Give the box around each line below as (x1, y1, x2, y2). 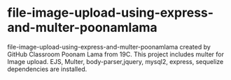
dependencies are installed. (7, 65, 87, 73)
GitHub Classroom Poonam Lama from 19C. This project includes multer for (7, 50, 224, 58)
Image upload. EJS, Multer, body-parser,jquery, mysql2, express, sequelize (7, 57, 224, 65)
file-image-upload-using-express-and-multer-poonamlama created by (7, 42, 211, 51)
